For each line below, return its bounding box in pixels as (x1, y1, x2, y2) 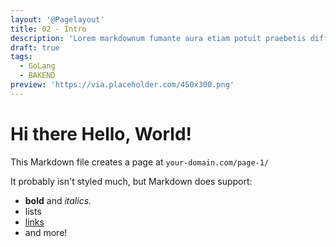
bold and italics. (24, 194, 92, 206)
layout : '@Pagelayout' (10, 14, 105, 25)
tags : (10, 52, 33, 62)
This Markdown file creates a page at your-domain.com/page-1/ (10, 156, 270, 168)
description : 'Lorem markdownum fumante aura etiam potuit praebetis (10, 33, 307, 43)
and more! (24, 226, 68, 238)
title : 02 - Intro (10, 24, 87, 34)
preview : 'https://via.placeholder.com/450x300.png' (10, 80, 235, 90)
